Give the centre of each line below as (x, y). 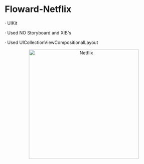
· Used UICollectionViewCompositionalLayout (51, 42)
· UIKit (11, 23)
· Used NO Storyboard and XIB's (38, 32)
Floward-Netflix (38, 9)
